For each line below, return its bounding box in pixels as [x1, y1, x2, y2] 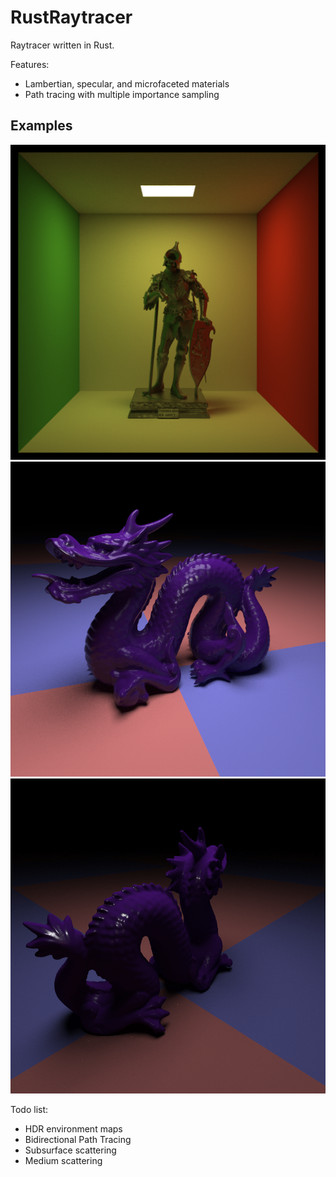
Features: [10, 58, 50, 70]
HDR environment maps [24, 1122, 123, 1135]
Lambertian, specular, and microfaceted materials [24, 77, 230, 90]
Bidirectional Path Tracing [24, 1133, 132, 1145]
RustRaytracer [10, 6, 133, 29]
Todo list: [10, 1103, 49, 1115]
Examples [10, 117, 73, 135]
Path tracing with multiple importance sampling [24, 88, 220, 100]
